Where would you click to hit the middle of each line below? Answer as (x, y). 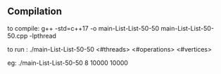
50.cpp (18, 36)
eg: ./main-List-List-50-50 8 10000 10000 (68, 63)
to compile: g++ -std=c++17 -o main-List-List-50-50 (83, 28)
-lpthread (43, 36)
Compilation (34, 12)
